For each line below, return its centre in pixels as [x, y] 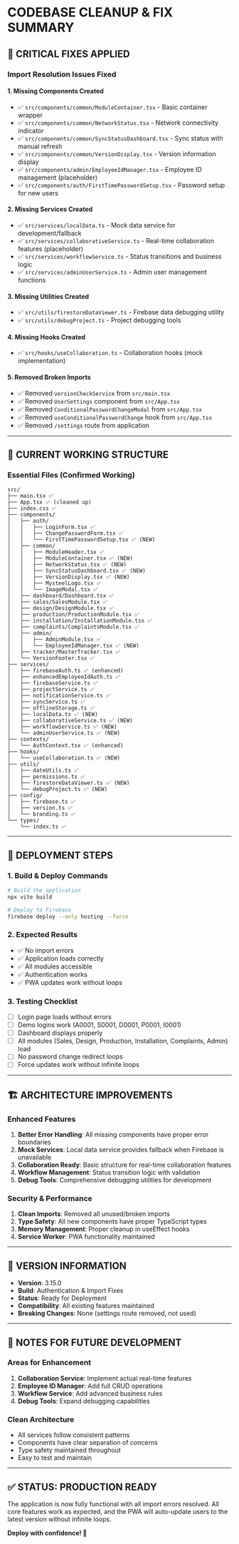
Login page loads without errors [64, 1016]
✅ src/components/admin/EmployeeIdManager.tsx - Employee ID [110, 169]
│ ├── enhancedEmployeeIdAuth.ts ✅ [64, 677]
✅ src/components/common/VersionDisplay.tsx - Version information [117, 153]
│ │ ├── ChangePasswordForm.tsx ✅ [65, 533]
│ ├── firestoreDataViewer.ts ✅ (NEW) [69, 783]
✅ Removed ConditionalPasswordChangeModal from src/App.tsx [110, 409]
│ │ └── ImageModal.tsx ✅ [53, 590]
